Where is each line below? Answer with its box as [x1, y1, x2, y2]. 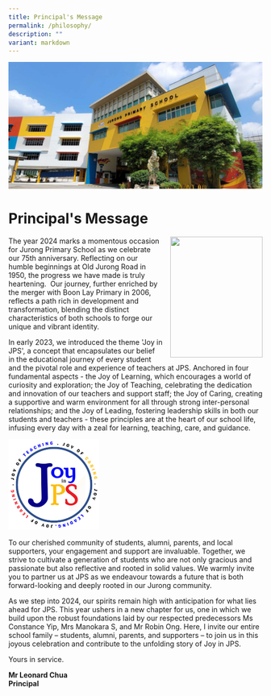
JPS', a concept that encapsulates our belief [8, 346, 156, 356]
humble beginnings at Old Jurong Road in [8, 262, 147, 271]
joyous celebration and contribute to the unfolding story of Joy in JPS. [8, 639, 242, 648]
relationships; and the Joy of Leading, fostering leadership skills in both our [8, 406, 259, 416]
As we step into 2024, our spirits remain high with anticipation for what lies [8, 596, 256, 606]
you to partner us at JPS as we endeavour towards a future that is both [8, 572, 244, 582]
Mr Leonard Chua [8, 670, 69, 680]
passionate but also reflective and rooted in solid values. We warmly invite [8, 564, 255, 574]
